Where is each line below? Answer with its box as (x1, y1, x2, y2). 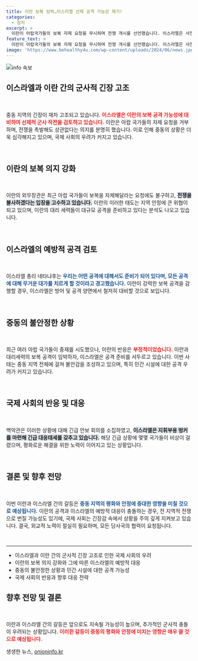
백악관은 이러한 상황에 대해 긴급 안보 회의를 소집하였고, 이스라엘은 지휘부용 (6, 426, 177, 434)
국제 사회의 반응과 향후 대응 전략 (14, 574, 89, 581)
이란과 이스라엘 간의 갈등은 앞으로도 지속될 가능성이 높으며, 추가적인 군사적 (6, 621, 178, 628)
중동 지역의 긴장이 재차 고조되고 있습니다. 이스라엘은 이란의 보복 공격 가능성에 (6, 111, 183, 118)
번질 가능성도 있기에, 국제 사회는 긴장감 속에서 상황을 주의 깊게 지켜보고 (16, 515, 181, 522)
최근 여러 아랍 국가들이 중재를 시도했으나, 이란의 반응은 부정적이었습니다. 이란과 (6, 346, 189, 353)
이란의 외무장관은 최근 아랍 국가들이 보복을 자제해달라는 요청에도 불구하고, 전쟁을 (6, 192, 192, 199)
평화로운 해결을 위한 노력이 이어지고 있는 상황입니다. (23, 441, 143, 449)
